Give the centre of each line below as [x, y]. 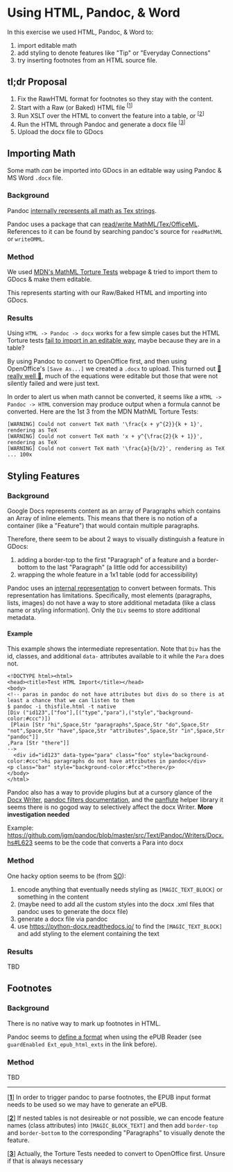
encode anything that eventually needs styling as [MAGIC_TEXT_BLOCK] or [120, 889]
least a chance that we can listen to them [71, 701]
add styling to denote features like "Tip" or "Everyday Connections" [114, 53]
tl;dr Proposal [37, 82]
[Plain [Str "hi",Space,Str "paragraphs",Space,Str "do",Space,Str [110, 725]
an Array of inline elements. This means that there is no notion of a [102, 518]
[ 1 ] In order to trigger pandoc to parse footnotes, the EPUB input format [109, 1097]
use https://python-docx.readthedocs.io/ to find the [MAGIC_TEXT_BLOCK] [120, 926]
